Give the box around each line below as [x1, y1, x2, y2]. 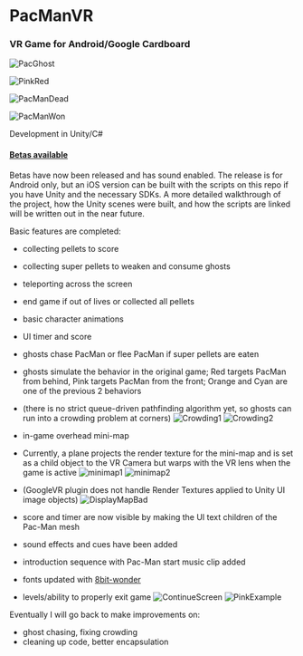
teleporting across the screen [22, 278, 133, 289]
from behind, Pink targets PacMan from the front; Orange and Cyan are [22, 375, 288, 386]
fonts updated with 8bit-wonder [22, 574, 142, 584]
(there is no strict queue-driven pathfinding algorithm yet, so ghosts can [22, 402, 292, 413]
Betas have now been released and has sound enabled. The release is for [9, 169, 283, 180]
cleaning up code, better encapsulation [22, 636, 169, 647]
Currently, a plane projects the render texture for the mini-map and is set [22, 448, 294, 458]
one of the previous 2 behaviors [22, 385, 142, 396]
